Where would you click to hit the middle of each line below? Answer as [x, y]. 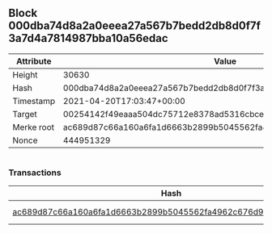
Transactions [35, 173]
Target [25, 114]
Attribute [34, 61]
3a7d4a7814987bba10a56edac [88, 38]
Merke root [34, 127]
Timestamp [34, 101]
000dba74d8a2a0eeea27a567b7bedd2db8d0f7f [135, 26]
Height [25, 74]
